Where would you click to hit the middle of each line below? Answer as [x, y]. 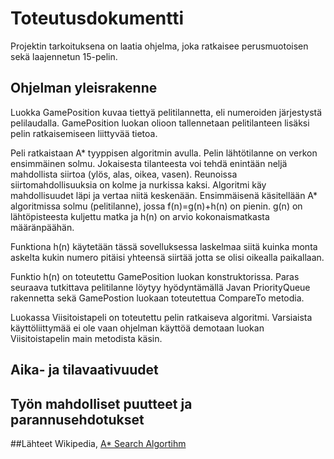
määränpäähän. [42, 227]
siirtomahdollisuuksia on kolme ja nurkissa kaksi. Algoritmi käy [138, 184]
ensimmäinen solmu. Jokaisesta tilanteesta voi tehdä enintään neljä [149, 163]
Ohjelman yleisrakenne [84, 88]
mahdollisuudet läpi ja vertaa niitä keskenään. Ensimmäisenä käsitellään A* [164, 195]
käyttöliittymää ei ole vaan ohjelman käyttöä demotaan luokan [137, 328]
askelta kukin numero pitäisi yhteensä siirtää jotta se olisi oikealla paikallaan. [167, 257]
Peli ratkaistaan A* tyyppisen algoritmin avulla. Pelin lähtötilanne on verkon [164, 153]
